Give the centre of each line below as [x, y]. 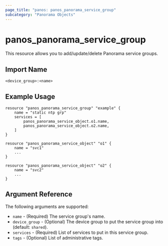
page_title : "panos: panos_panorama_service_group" [61, 10]
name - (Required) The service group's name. [59, 216]
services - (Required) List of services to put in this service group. [80, 232]
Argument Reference [39, 194]
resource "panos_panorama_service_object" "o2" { [59, 166]
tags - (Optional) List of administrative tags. [58, 237]
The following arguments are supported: [47, 206]
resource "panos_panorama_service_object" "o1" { [59, 144]
